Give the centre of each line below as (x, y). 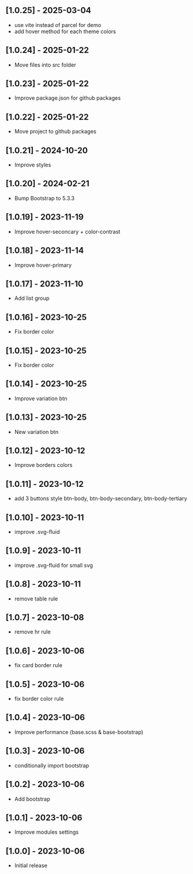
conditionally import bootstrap (52, 765)
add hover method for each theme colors (65, 31)
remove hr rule (32, 632)
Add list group (32, 298)
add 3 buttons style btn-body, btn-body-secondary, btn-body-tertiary (101, 498)
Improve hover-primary (43, 265)
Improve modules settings (46, 832)
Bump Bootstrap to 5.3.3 (44, 198)
